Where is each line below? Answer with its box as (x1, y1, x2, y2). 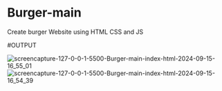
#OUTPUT (7, 41, 37, 49)
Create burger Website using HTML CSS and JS (7, 28, 144, 36)
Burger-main (7, 5, 82, 21)
